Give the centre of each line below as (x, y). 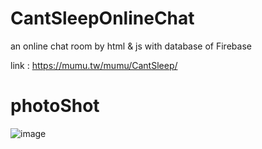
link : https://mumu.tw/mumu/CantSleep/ (94, 65)
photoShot (55, 106)
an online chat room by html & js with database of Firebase (131, 46)
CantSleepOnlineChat (102, 18)
